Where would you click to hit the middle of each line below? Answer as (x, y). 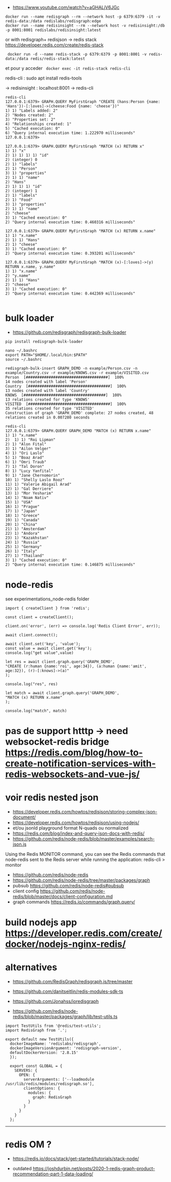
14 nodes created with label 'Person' (46, 382)
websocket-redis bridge (57, 742)
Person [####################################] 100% (65, 377)
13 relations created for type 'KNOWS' (48, 400)
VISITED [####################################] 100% (66, 404)
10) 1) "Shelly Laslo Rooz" (35, 480)
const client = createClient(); (39, 617)
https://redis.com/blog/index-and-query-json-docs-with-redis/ (79, 833)
